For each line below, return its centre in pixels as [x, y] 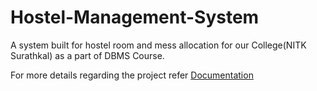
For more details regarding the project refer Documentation [132, 75]
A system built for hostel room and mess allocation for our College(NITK [158, 45]
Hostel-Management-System [135, 17]
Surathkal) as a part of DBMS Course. [87, 55]
